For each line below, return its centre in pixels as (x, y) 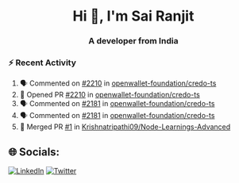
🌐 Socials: (34, 152)
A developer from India (133, 41)
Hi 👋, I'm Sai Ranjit (133, 16)
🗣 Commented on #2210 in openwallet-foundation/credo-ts (118, 83)
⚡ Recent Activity (42, 63)
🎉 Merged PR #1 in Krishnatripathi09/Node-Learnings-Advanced (125, 127)
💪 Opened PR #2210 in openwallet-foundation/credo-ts (110, 95)
